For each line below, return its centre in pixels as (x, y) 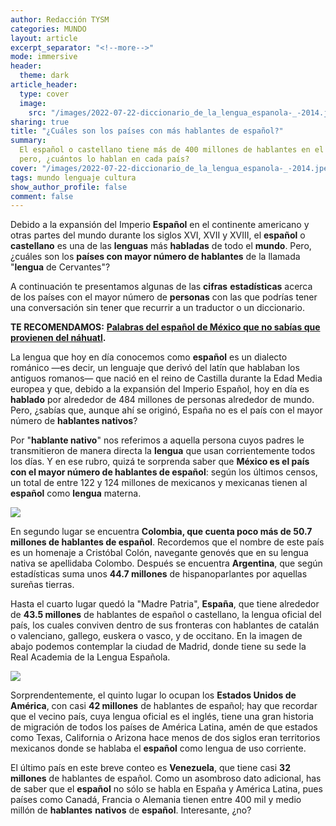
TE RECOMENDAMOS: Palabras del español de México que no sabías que (165, 327)
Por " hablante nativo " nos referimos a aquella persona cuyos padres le (157, 440)
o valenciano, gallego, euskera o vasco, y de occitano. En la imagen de (156, 636)
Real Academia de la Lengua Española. (90, 657)
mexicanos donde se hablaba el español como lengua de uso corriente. (158, 748)
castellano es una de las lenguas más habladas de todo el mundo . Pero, (161, 246)
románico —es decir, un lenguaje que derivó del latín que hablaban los (155, 368)
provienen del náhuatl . (58, 338)
